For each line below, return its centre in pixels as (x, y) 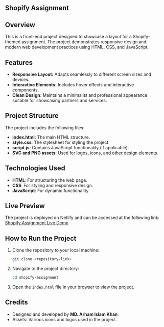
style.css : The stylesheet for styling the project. (61, 142)
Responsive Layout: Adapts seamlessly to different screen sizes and (82, 74)
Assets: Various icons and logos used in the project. (64, 319)
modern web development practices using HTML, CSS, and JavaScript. (77, 47)
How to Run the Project (41, 238)
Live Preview (25, 206)
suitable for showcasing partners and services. (59, 101)
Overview (20, 25)
